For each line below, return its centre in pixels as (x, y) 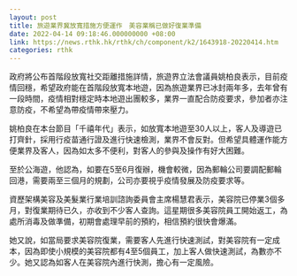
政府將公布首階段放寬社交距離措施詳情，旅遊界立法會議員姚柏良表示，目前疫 (148, 77)
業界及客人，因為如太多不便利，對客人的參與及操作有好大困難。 (133, 150)
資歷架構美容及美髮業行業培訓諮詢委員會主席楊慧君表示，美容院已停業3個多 (147, 199)
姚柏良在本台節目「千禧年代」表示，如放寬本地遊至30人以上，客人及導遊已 (146, 128)
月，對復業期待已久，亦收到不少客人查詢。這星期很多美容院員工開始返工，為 (148, 211)
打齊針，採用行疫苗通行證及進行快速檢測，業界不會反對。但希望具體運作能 (145, 140)
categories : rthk (41, 50)
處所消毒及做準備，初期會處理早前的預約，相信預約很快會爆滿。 (125, 221)
